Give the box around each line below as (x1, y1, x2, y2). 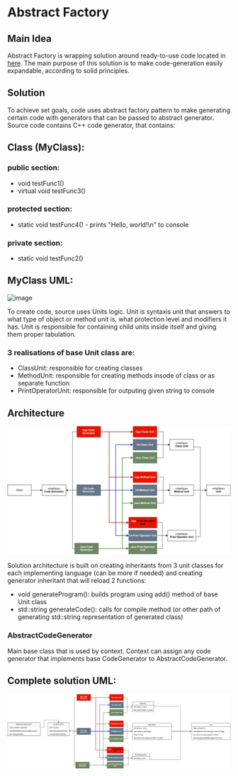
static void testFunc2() (17, 254, 84, 263)
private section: (7, 238, 63, 248)
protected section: (7, 204, 73, 214)
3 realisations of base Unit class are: (7, 347, 135, 357)
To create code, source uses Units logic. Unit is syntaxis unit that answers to (7, 307, 230, 316)
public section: (7, 163, 60, 173)
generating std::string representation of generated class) (17, 613, 183, 621)
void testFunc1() (17, 179, 65, 187)
